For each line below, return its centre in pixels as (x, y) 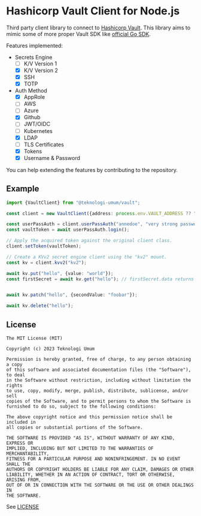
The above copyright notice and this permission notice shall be (89, 417)
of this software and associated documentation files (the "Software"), (99, 370)
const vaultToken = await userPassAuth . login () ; (68, 230)
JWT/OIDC (37, 124)
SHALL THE (19, 464)
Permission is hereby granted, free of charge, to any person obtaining (99, 359)
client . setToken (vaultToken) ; (44, 246)
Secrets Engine (33, 57)
